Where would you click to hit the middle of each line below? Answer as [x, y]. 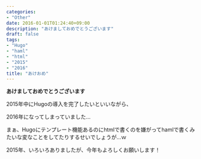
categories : [21, 12]
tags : [13, 40]
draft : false [23, 34]
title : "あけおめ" [28, 73]
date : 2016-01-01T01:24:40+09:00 [48, 23]
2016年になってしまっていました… [48, 117]
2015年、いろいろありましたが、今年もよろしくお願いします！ [83, 150]
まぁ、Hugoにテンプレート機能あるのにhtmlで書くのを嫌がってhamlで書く [98, 129]
